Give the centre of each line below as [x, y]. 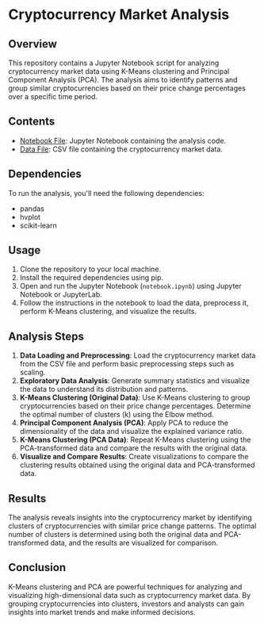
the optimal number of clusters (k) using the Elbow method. [117, 415]
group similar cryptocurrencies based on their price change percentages [127, 88]
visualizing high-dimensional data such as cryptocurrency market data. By [130, 595]
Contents [32, 122]
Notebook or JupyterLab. [61, 294]
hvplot [30, 217]
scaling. [33, 372]
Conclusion [37, 567]
